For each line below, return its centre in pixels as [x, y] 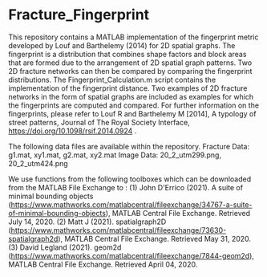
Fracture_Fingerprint [79, 15]
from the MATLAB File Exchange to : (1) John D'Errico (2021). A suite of [125, 187]
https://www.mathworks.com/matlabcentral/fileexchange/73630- [119, 230]
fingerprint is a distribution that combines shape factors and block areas [127, 54]
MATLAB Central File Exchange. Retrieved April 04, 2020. [103, 264]
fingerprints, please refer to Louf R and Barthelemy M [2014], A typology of [132, 113]
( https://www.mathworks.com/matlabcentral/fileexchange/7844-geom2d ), [131, 255]
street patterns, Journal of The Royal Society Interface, [99, 122]
